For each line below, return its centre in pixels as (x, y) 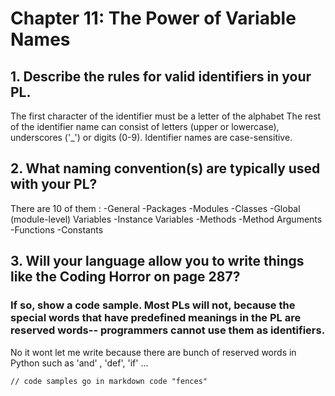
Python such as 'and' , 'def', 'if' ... (79, 363)
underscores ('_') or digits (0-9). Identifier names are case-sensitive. (151, 137)
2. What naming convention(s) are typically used (165, 168)
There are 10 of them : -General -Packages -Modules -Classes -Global (155, 208)
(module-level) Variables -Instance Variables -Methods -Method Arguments (166, 219)
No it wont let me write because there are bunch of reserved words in (153, 352)
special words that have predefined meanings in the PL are (156, 318)
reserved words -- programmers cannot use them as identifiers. (168, 330)
